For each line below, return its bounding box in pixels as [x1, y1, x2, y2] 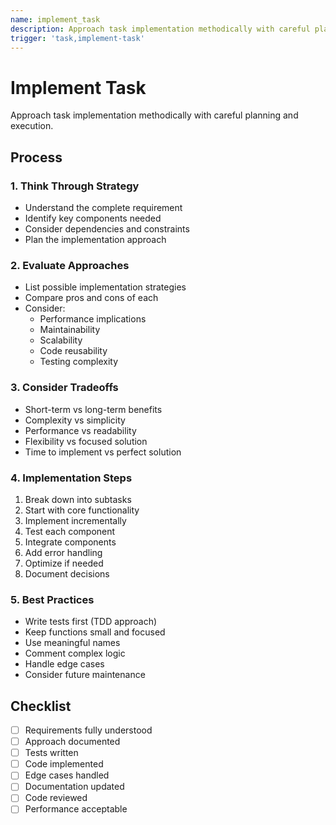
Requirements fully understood [24, 724, 153, 736]
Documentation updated [24, 781, 125, 793]
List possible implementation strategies [24, 281, 187, 293]
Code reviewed [24, 792, 88, 804]
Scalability [39, 334, 83, 346]
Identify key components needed [24, 212, 162, 224]
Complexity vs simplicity [24, 414, 126, 426]
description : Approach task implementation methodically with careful [10, 24, 311, 34]
